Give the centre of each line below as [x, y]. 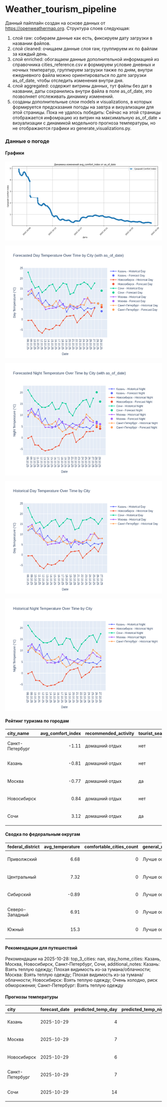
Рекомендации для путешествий [42, 948]
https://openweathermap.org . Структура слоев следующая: [68, 28]
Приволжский [22, 859]
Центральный [22, 877]
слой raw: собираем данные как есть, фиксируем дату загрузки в [82, 38]
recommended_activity [110, 733]
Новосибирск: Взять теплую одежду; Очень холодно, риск [95, 980]
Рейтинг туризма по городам [37, 721]
